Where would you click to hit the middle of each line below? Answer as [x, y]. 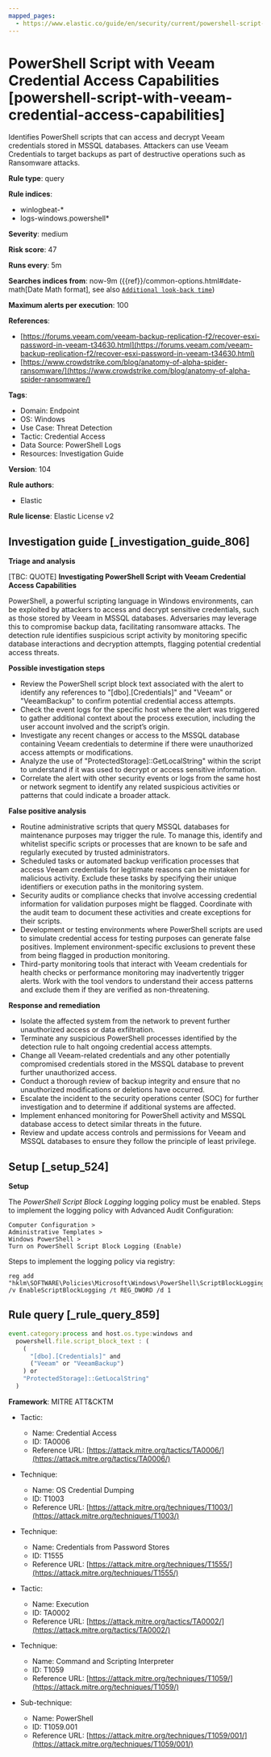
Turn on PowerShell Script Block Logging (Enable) [95, 1246]
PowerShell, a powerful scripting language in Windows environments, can [131, 601]
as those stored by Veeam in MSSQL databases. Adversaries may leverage [133, 618]
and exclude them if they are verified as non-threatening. [115, 990]
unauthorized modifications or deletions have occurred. [113, 1090]
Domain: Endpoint [50, 411]
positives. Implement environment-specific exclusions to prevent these [138, 947]
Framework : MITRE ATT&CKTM [61, 1402]
